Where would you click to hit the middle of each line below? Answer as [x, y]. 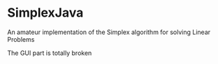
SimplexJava [45, 13]
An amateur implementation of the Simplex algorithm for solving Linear [109, 32]
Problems [21, 39]
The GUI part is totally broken [50, 53]
